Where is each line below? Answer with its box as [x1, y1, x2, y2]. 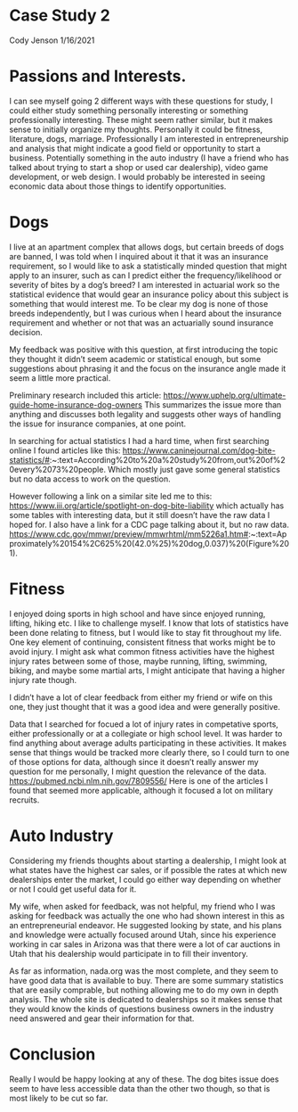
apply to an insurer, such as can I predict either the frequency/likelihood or [9, 269, 282, 281]
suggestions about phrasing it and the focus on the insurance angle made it [9, 363, 286, 374]
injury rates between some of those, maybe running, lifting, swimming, [9, 655, 268, 666]
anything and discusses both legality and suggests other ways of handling [9, 408, 282, 419]
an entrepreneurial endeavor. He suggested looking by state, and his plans [9, 919, 282, 930]
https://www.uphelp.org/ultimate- [163, 390, 286, 400]
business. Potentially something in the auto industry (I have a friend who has [9, 152, 289, 163]
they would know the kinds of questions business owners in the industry [9, 1003, 274, 1014]
